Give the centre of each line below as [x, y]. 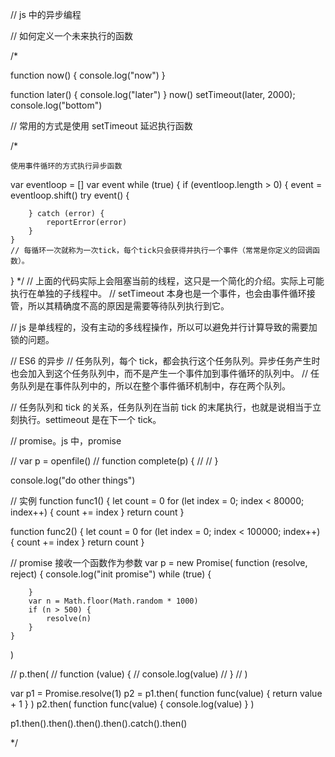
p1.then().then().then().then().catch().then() [99, 723]
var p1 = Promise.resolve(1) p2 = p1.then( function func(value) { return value [166, 693]
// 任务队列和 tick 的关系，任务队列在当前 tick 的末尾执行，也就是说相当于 [161, 407]
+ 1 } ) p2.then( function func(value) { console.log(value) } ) [132, 704]
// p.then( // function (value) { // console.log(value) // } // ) [129, 674]
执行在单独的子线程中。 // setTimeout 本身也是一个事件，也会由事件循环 [158, 293]
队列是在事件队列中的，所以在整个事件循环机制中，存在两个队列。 [154, 386]
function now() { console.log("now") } [88, 75]
